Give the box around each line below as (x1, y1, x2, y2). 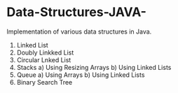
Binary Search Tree (16, 78, 73, 86)
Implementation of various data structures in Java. (6, 27, 152, 36)
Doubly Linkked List (16, 48, 74, 57)
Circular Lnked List (16, 55, 71, 64)
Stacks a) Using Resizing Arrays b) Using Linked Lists (16, 63, 172, 71)
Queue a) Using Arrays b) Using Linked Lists (16, 71, 145, 79)
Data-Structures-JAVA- (6, 4, 146, 20)
